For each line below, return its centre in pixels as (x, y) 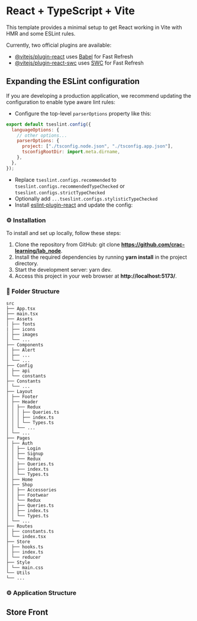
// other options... (42, 135)
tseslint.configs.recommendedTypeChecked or (70, 186)
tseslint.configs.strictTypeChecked (60, 193)
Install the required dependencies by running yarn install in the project (101, 257)
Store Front (27, 612)
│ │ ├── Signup (25, 454)
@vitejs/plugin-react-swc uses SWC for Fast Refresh (79, 63)
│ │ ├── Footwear (28, 495)
